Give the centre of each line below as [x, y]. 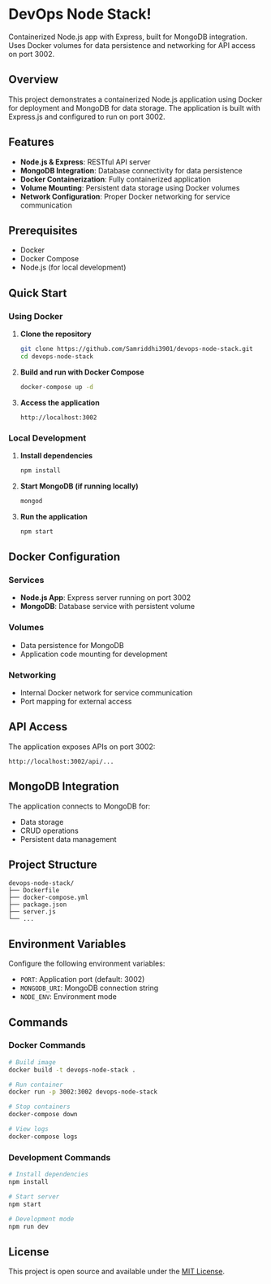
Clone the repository [56, 334]
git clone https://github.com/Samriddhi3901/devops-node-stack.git [136, 349]
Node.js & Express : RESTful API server [85, 162]
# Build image [32, 1062]
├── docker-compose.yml [49, 898]
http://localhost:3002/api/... [61, 761]
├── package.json [38, 905]
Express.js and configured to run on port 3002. [87, 116]
